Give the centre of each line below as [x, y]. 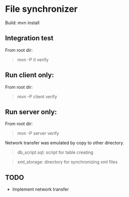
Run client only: [30, 75]
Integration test [29, 38]
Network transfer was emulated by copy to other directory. [65, 143]
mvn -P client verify [37, 97]
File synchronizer [41, 9]
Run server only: [31, 112]
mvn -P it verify [33, 60]
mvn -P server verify [38, 133]
